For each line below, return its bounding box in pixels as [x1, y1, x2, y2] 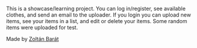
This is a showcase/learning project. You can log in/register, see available [6, 5, 186, 12]
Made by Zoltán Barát [6, 36, 59, 42]
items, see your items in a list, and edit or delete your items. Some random [6, 18, 188, 24]
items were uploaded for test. [6, 24, 78, 31]
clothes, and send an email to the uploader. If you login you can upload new [6, 11, 191, 18]
